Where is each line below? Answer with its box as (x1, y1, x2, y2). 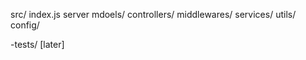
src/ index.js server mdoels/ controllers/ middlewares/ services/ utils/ (10, 9, 297, 20)
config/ (10, 19, 40, 31)
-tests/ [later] (10, 39, 65, 50)
